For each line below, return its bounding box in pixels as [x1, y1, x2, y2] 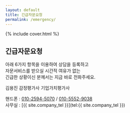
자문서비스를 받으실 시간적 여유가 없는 [5, 68, 81, 74]
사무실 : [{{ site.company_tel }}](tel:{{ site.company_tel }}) [5, 102, 125, 108]
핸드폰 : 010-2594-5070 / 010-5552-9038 [5, 96, 93, 102]
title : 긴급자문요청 [5, 12, 42, 17]
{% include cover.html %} [5, 31, 60, 37]
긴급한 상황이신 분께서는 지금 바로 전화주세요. [5, 74, 96, 80]
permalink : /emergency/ [5, 17, 56, 22]
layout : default [5, 7, 40, 13]
